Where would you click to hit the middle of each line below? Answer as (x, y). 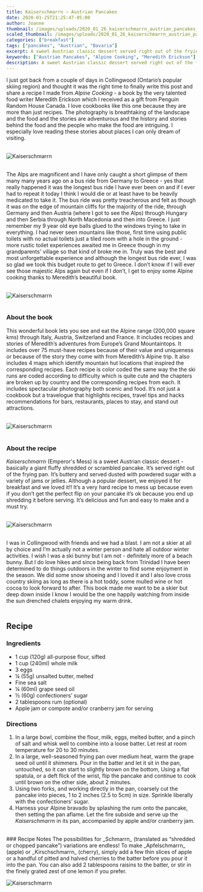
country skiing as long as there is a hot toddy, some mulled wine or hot (94, 582)
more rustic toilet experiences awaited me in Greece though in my (88, 245)
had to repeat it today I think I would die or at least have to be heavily (92, 193)
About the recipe (31, 448)
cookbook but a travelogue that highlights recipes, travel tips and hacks (95, 395)
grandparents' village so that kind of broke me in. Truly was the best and (96, 251)
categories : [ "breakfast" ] (40, 40)
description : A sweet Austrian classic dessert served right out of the (100, 62)
